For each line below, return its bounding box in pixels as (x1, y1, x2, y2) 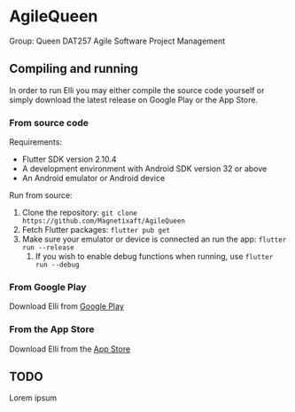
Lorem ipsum (9, 392, 58, 403)
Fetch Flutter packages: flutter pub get (21, 225, 171, 235)
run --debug (35, 260, 80, 270)
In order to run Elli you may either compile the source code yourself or (9, 84, 265, 95)
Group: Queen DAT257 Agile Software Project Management (9, 36, 226, 46)
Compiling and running (9, 61, 139, 76)
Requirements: (9, 137, 62, 147)
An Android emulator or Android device (21, 173, 166, 184)
